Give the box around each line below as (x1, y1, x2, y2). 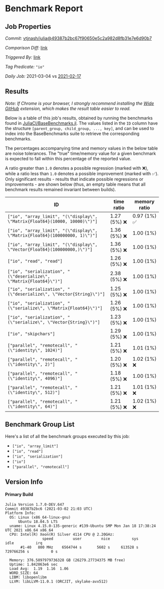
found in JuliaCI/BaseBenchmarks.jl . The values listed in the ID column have (5, 120, 158, 126)
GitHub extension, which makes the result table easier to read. (5, 106, 131, 111)
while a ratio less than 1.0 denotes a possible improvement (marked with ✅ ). (5, 171, 159, 176)
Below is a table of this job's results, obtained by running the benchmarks (5, 115, 153, 121)
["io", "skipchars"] (7, 331, 55, 336)
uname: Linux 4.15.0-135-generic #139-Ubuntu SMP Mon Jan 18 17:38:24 (9, 524, 156, 528)
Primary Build (5, 491, 33, 497)
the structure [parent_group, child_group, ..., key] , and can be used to (5, 125, 155, 131)
